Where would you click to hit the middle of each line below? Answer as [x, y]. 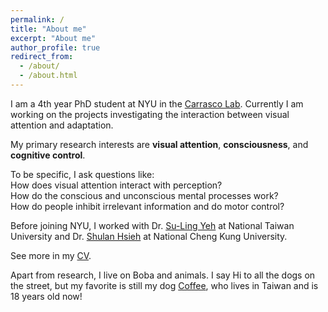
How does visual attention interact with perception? [116, 185]
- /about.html [48, 76]
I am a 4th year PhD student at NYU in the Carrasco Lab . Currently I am [157, 103]
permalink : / [37, 19]
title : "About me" [48, 29]
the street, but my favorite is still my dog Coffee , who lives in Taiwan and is [164, 285]
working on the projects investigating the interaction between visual [150, 114]
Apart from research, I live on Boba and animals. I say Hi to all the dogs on [163, 275]
